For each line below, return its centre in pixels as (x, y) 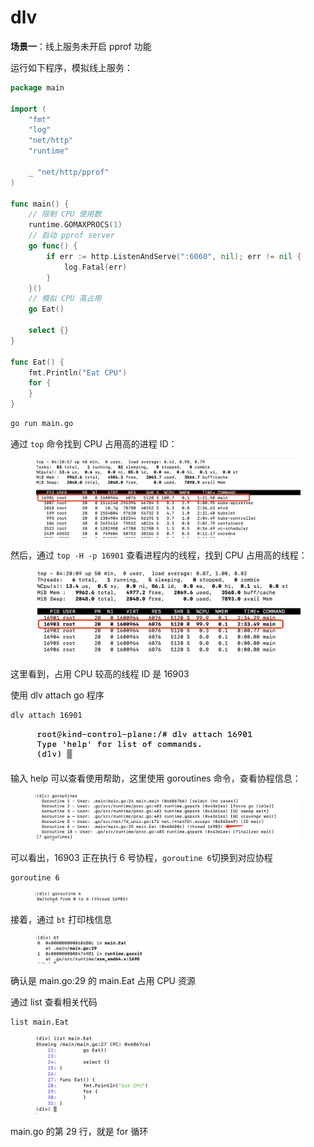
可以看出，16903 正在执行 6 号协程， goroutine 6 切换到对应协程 (141, 858)
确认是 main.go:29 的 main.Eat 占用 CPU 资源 (103, 981)
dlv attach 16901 (46, 715)
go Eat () (46, 309)
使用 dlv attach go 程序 (57, 695)
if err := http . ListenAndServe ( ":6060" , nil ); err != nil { (174, 256)
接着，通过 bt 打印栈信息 (61, 920)
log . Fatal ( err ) (95, 267)
